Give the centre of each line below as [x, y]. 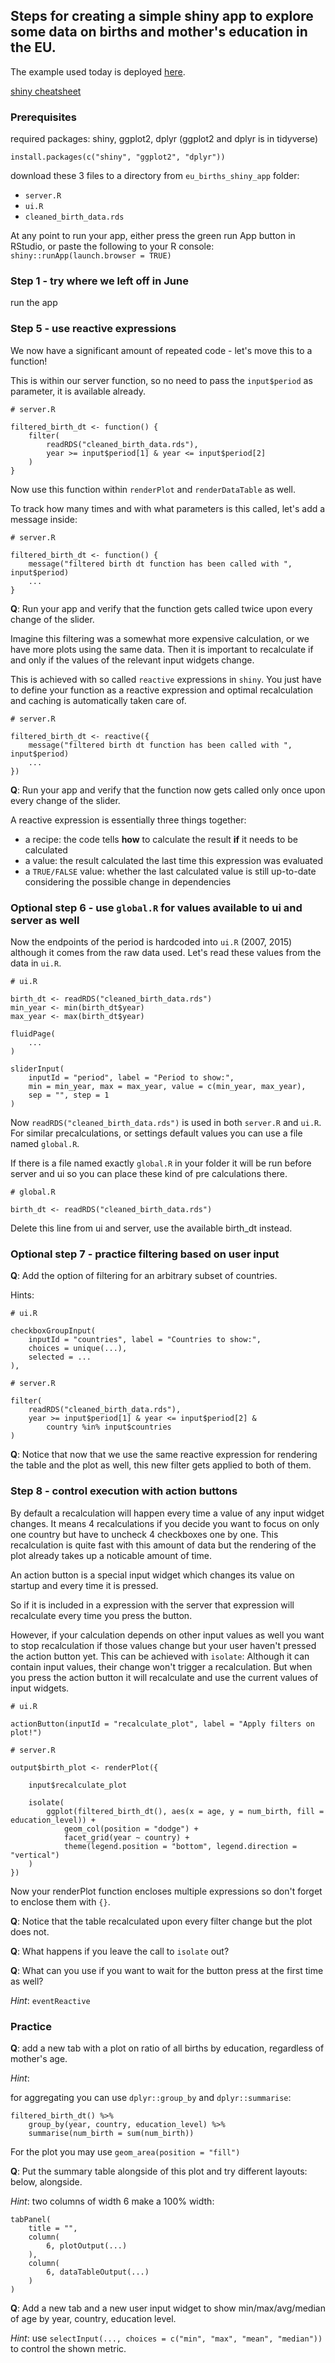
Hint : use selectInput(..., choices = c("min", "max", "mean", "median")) [166, 2338]
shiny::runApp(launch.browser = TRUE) [91, 256]
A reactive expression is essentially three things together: [128, 820]
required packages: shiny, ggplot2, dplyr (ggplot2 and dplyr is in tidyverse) [164, 139]
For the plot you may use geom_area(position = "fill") [125, 2151]
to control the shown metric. [68, 2348]
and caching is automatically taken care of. [98, 700]
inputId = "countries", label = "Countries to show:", [145, 1340]
